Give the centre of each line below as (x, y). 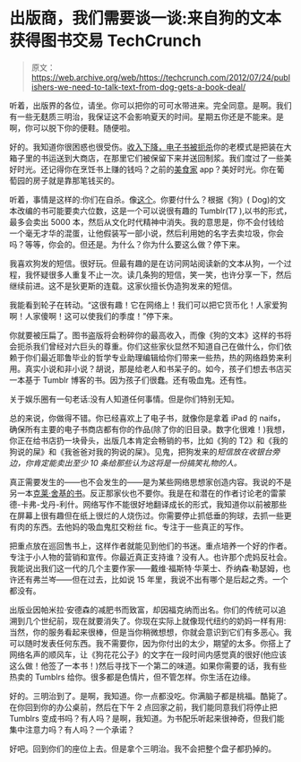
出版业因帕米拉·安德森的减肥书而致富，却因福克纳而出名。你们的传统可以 (144, 610)
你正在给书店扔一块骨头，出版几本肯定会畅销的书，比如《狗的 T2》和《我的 (149, 440)
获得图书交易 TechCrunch (105, 41)
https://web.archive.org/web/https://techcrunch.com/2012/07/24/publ (161, 77)
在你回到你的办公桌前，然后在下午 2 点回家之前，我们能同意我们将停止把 (143, 707)
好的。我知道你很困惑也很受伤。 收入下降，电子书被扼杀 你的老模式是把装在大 (150, 147)
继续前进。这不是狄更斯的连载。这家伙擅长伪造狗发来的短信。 (123, 286)
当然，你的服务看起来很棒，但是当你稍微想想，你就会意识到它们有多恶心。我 (150, 632)
